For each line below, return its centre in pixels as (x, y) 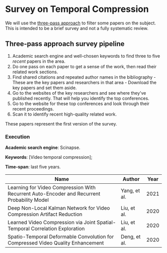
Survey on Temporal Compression (77, 9)
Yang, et (130, 191)
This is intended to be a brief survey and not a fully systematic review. (77, 28)
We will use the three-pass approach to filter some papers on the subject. (81, 23)
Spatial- (106, 223)
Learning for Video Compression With (52, 188)
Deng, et (131, 237)
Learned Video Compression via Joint (52, 223)
